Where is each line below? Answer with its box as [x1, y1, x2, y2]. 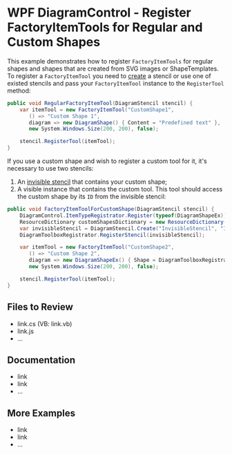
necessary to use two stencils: [7, 164, 94, 173]
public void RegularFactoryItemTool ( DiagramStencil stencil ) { [7, 100, 193, 106]
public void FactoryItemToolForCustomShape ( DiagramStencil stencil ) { [7, 206, 215, 213]
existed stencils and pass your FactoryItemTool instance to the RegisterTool [7, 79, 224, 87]
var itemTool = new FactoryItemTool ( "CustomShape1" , [19, 106, 175, 113]
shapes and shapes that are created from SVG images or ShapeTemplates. [7, 64, 219, 73]
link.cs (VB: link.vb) [17, 319, 72, 328]
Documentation [7, 354, 76, 366]
